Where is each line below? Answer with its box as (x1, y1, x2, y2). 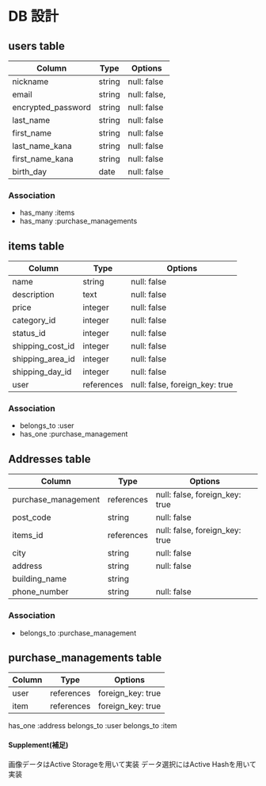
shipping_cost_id (12, 341, 75, 352)
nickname (12, 76, 49, 87)
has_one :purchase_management (19, 429, 128, 439)
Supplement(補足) (8, 740, 69, 750)
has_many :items (19, 208, 75, 218)
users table (8, 39, 66, 52)
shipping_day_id (12, 366, 72, 377)
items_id (12, 530, 44, 541)
